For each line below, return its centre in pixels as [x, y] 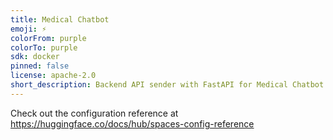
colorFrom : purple [48, 38]
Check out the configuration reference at [94, 113]
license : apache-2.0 [53, 76]
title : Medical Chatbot [60, 19]
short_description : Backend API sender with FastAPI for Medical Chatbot [167, 85]
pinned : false [40, 66]
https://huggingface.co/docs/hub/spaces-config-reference [132, 123]
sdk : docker [35, 57]
